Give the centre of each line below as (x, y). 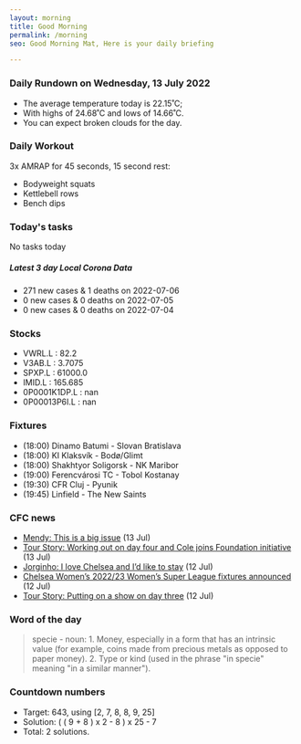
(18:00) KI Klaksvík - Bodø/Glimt (83, 455)
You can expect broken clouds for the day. (102, 122)
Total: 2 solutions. (56, 731)
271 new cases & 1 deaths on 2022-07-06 (101, 291)
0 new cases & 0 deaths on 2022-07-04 (98, 310)
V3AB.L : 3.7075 (53, 363)
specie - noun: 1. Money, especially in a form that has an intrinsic (154, 639)
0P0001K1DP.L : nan (60, 393)
